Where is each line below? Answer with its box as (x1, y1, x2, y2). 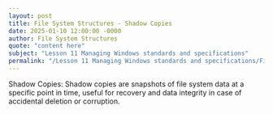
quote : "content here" (8, 42, 85, 50)
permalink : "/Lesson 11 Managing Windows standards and (8, 57, 201, 65)
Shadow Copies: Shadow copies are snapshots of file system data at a (8, 78, 245, 89)
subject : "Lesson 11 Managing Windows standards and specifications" (8, 49, 249, 57)
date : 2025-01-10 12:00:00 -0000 (8, 27, 122, 35)
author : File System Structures (8, 34, 118, 43)
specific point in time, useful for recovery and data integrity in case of (8, 87, 242, 97)
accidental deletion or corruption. (8, 96, 120, 106)
